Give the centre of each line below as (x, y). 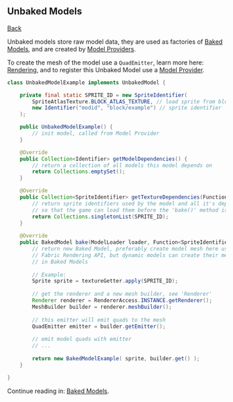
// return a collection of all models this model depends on (122, 165)
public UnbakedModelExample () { (66, 127)
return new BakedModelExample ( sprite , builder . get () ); (116, 358)
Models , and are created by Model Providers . (72, 49)
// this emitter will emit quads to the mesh (99, 320)
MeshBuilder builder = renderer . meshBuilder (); (102, 307)
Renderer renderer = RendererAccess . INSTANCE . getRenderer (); (122, 301)
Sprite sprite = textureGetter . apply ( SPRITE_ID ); (105, 281)
